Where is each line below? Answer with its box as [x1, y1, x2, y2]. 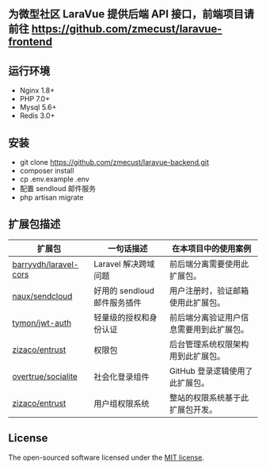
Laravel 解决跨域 [93, 258, 155, 269]
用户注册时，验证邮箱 [169, 285, 249, 296]
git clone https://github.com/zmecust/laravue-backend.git [19, 158, 210, 167]
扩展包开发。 [169, 403, 218, 415]
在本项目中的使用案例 [171, 243, 252, 254]
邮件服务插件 [93, 296, 142, 308]
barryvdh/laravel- [12, 258, 79, 269]
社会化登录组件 [93, 371, 150, 382]
